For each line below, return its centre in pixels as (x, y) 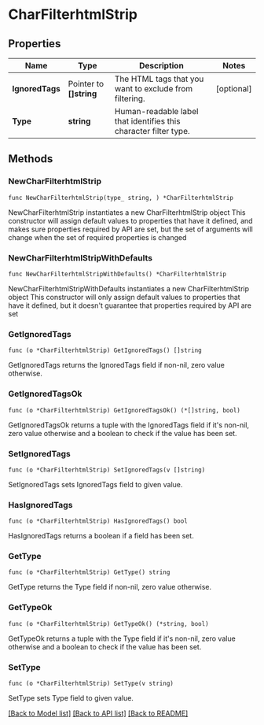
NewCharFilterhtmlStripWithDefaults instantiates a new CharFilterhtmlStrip (129, 288)
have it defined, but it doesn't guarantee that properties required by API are (130, 305)
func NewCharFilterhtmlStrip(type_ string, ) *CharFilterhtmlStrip (121, 198)
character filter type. (152, 131)
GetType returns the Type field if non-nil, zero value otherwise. (110, 587)
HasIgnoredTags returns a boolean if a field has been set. (101, 536)
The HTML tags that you (159, 79)
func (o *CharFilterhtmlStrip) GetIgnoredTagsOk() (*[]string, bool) (125, 410)
